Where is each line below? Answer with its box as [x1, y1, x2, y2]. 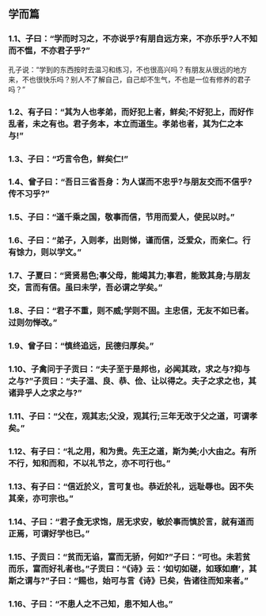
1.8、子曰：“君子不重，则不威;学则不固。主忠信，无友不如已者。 [8, 305, 254, 316]
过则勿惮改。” [8, 317, 58, 328]
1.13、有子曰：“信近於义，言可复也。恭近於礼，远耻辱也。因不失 [8, 480, 254, 492]
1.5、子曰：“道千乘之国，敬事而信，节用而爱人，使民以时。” [8, 212, 235, 223]
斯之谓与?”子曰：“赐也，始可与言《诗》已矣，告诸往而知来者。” [8, 575, 249, 586]
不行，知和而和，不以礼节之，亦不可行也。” [8, 457, 171, 469]
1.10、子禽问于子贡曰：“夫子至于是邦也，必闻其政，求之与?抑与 [8, 363, 251, 374]
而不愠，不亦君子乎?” [8, 45, 91, 56]
